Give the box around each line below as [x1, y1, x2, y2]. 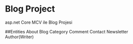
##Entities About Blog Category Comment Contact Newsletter [5, 29, 129, 34]
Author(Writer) [5, 34, 34, 40]
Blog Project [5, 3, 55, 15]
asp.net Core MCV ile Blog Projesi [5, 19, 73, 25]
